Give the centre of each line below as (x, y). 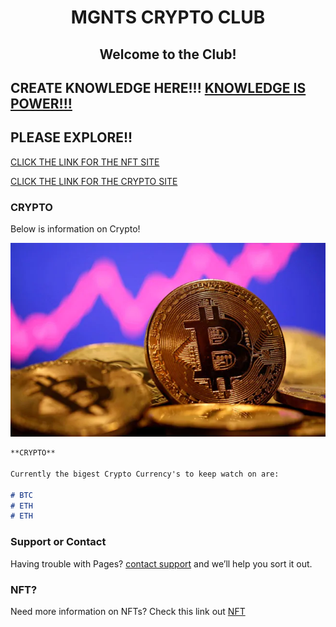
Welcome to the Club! (168, 54)
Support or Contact (58, 542)
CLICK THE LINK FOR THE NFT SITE (85, 162)
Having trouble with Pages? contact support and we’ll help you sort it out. (161, 563)
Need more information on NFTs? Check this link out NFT (128, 611)
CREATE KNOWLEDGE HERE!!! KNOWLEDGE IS (158, 87)
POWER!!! (41, 103)
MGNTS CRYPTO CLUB (168, 17)
